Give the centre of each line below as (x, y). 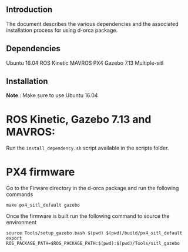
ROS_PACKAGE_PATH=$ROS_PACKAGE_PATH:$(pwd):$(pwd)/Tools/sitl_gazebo (93, 244)
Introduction (29, 10)
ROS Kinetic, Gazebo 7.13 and (79, 119)
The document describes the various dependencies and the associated (92, 24)
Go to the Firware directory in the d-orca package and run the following (93, 188)
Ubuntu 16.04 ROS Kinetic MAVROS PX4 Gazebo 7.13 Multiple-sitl (85, 63)
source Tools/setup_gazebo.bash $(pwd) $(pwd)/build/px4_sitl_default (94, 233)
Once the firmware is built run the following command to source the (88, 216)
